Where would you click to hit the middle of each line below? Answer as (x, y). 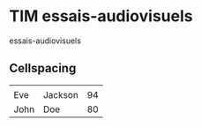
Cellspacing (43, 68)
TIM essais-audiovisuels (101, 16)
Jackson (61, 95)
